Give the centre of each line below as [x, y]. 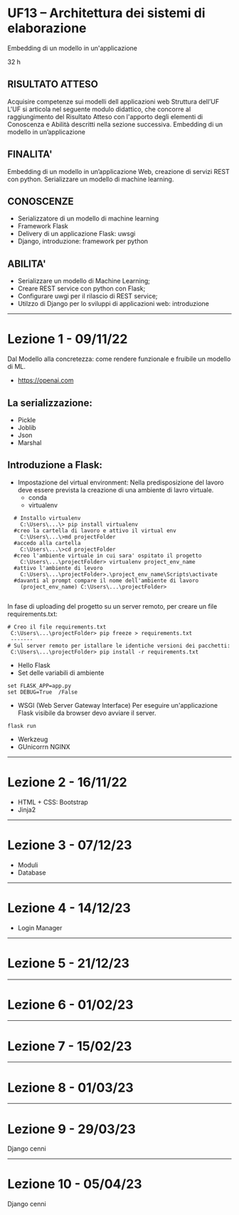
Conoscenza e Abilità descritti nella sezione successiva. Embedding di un [115, 124]
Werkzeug [33, 739]
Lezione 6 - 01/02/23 [70, 1005]
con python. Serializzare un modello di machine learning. [91, 179]
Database [32, 873]
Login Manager [40, 927]
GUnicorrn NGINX [44, 746]
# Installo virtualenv [47, 518]
